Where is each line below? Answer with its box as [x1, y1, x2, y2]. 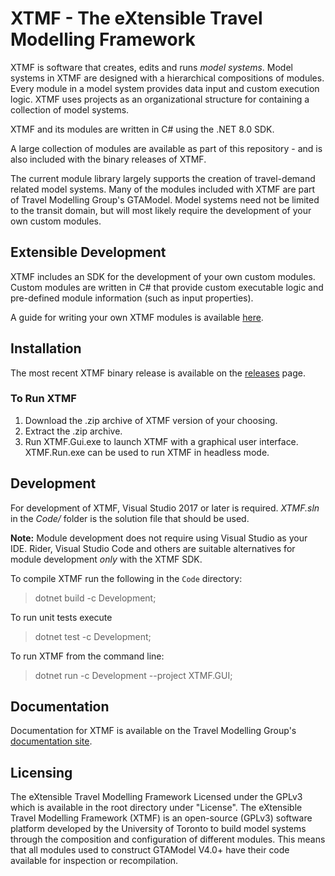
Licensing [10, 764, 73, 781]
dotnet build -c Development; [34, 592, 157, 604]
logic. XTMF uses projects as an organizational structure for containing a [10, 93, 310, 105]
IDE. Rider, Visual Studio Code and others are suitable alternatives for [10, 542, 296, 554]
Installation [10, 340, 82, 357]
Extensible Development [10, 244, 167, 261]
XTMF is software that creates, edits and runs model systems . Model [10, 61, 293, 73]
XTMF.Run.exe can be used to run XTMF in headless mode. [24, 446, 270, 458]
